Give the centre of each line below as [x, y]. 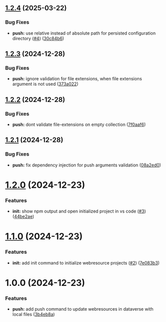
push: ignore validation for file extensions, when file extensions [77, 79]
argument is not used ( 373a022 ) [45, 84]
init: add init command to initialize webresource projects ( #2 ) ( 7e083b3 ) [86, 263]
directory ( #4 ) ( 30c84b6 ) [38, 38]
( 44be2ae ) [23, 216]
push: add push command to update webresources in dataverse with [83, 309]
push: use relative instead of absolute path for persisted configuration [84, 33]
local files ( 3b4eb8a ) [34, 315]
